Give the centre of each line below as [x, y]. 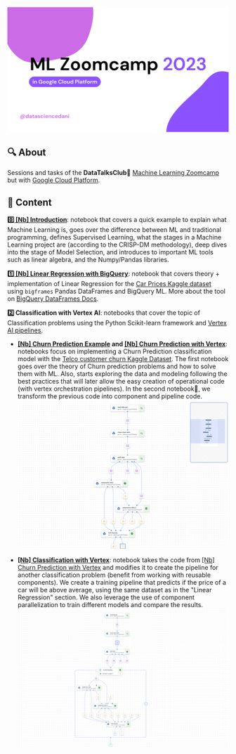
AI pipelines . [25, 330]
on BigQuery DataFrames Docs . [53, 299]
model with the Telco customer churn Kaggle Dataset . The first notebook [123, 359]
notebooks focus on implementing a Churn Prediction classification [114, 351]
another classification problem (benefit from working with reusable [114, 575]
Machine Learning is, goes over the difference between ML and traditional [114, 230]
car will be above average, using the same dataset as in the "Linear [114, 590]
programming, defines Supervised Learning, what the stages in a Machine [114, 238]
